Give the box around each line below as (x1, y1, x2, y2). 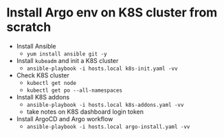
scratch (6, 19, 52, 35)
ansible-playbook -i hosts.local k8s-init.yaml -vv (26, 65, 178, 72)
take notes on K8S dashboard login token (26, 108, 144, 116)
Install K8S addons (16, 92, 70, 101)
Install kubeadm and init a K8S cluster (16, 56, 119, 64)
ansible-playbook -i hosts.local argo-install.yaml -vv (26, 123, 190, 130)
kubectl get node (26, 79, 77, 86)
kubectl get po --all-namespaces (26, 87, 123, 94)
